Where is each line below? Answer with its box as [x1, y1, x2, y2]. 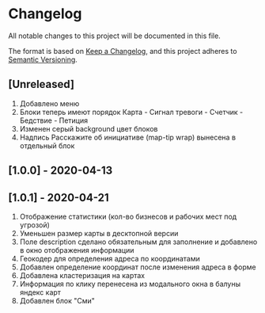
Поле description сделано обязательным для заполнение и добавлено [19, 237, 258, 246]
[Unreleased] [8, 78, 75, 91]
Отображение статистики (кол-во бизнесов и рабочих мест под [19, 212, 237, 221]
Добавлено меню [19, 98, 80, 108]
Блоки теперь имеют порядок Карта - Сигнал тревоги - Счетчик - [19, 107, 244, 116]
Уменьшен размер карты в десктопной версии [19, 228, 179, 238]
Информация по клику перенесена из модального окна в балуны [19, 279, 241, 288]
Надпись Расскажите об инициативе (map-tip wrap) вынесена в [19, 132, 236, 142]
